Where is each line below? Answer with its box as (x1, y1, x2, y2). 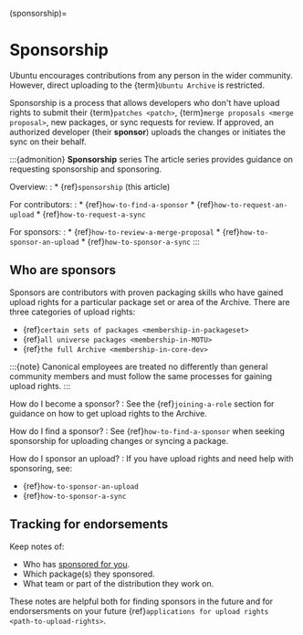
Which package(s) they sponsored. (22, 568, 155, 579)
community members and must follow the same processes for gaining (9, 370, 272, 382)
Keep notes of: (9, 541, 65, 552)
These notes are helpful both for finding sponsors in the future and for (9, 596, 274, 607)
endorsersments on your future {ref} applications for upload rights (9, 605, 269, 616)
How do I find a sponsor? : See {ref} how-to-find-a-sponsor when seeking (9, 425, 286, 437)
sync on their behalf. (9, 136, 87, 147)
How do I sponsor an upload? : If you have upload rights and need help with (9, 452, 294, 464)
